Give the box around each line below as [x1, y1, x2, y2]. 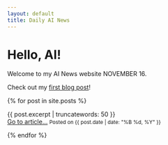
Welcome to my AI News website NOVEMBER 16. [7, 70, 147, 78]
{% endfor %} [7, 131, 47, 139]
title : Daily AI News [7, 17, 70, 24]
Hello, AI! [7, 47, 61, 63]
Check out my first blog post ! [7, 83, 91, 91]
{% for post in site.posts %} [7, 97, 87, 105]
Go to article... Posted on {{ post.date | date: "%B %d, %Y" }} [7, 118, 162, 126]
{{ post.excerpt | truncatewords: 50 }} [7, 110, 116, 119]
